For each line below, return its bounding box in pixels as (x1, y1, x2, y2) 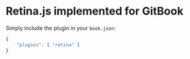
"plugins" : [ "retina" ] (16, 41, 80, 48)
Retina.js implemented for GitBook (5, 4, 184, 18)
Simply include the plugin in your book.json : (5, 24, 116, 32)
